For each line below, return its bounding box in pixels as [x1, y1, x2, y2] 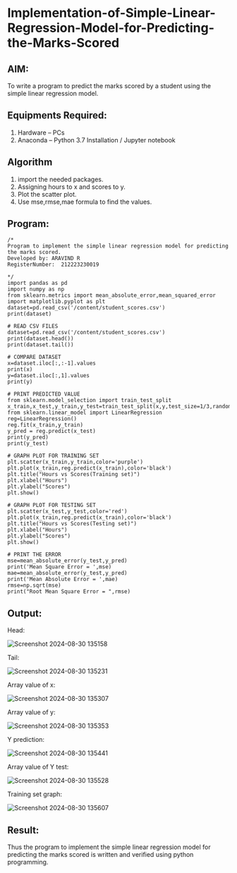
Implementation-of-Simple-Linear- [7, 5, 217, 21]
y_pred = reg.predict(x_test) [7, 428, 97, 435]
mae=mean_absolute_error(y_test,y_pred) [7, 570, 128, 577]
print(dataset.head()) [7, 335, 74, 343]
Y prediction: [7, 735, 44, 744]
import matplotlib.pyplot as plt [7, 298, 106, 305]
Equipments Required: [7, 109, 107, 121]
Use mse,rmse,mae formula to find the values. [17, 197, 152, 206]
